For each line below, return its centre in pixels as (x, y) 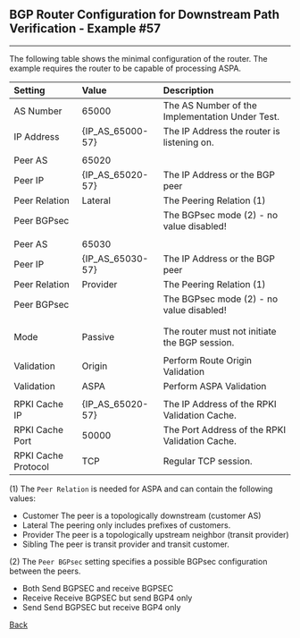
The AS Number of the (210, 105)
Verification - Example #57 (85, 29)
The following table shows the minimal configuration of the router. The (138, 58)
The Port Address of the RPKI (225, 430)
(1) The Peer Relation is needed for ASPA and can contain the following (141, 489)
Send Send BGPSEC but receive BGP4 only (101, 607)
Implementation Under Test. (221, 116)
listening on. (188, 142)
